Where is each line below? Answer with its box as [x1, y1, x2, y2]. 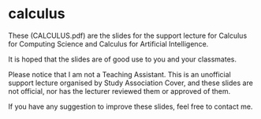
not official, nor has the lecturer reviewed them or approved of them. [8, 86, 231, 95]
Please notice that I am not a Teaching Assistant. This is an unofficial [8, 69, 231, 79]
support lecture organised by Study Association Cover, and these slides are [8, 78, 254, 87]
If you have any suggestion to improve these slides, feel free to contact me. [8, 102, 253, 111]
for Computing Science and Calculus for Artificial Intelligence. [8, 39, 209, 48]
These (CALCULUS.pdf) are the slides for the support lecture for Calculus [8, 31, 248, 40]
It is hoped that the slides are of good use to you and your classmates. [8, 54, 237, 64]
